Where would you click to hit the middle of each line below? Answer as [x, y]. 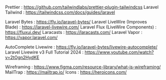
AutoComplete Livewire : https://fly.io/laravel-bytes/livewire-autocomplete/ [81, 47]
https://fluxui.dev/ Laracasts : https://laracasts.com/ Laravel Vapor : [74, 32]
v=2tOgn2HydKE [22, 57]
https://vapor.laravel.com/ [31, 37]
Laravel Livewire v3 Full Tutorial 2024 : [44, 52]
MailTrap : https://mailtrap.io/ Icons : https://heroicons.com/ [66, 72]
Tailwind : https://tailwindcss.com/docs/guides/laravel [60, 12]
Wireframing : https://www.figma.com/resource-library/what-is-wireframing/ [83, 67]
